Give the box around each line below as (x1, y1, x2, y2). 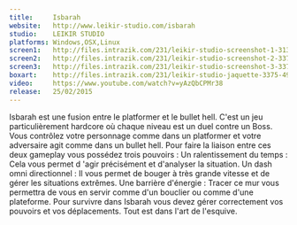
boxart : (9, 71, 38, 80)
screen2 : (9, 54, 42, 63)
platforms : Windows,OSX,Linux (9, 37, 121, 47)
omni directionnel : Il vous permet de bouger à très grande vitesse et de (9, 167, 270, 178)
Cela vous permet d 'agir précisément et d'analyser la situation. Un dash (9, 159, 272, 169)
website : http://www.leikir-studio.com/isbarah (9, 21, 196, 30)
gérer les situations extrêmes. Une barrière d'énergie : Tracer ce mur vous (9, 177, 280, 188)
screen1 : (9, 46, 42, 55)
